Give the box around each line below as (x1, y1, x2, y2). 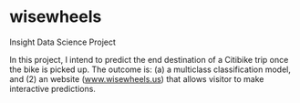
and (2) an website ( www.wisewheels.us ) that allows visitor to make (9, 73, 264, 84)
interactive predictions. (9, 83, 96, 94)
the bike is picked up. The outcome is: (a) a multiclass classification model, (9, 64, 292, 75)
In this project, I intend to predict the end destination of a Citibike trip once (9, 54, 289, 65)
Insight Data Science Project (9, 36, 117, 47)
